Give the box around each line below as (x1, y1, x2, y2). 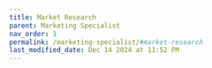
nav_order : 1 (9, 29, 57, 38)
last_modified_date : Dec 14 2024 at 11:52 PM (9, 46, 179, 55)
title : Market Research (9, 12, 97, 22)
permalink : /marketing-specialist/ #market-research (9, 37, 203, 47)
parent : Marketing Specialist (9, 21, 121, 30)
